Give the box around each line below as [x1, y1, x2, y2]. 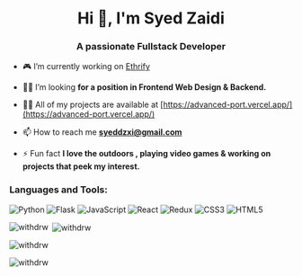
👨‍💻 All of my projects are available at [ [22, 99, 164, 111]
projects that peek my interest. [22, 161, 140, 172]
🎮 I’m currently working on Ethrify [22, 61, 151, 72]
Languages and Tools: [9, 183, 108, 196]
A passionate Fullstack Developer [75, 40, 226, 53]
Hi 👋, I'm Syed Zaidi [77, 8, 225, 29]
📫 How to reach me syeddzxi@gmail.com [22, 127, 182, 138]
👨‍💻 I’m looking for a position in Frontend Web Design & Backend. [22, 82, 267, 93]
